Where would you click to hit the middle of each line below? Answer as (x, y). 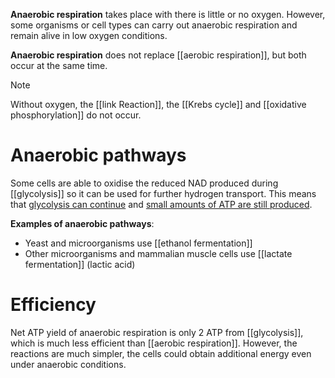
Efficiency (53, 305)
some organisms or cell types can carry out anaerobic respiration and (154, 25)
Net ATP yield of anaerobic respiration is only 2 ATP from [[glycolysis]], (157, 332)
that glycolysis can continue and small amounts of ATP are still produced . (161, 204)
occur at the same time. (59, 65)
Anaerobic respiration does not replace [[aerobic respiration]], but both (158, 55)
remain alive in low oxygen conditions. (89, 35)
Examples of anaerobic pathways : (82, 223)
